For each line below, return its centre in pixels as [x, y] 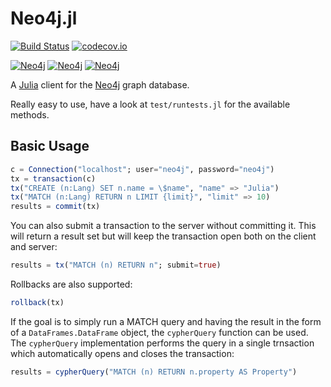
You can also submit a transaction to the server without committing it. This [163, 226]
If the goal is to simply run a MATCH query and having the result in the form [166, 321]
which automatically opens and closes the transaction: [122, 353]
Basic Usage [50, 146]
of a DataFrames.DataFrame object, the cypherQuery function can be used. [159, 332]
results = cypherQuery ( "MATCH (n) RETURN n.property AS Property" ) [154, 372]
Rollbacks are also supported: [71, 284]
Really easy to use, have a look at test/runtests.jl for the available [150, 104]
